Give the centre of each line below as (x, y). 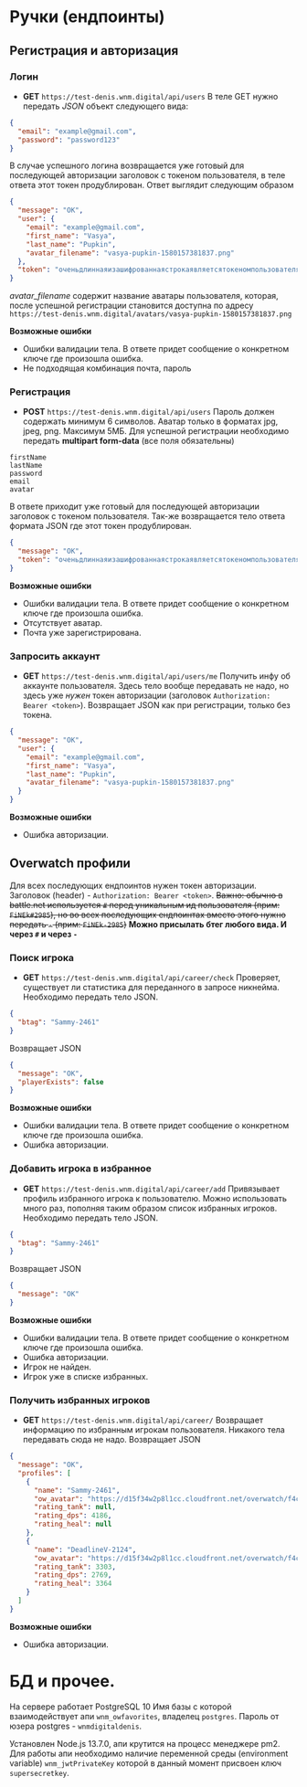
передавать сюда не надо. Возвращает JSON (111, 1440)
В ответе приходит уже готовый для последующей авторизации (135, 507)
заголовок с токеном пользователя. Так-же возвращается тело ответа (148, 516)
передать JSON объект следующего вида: (106, 106)
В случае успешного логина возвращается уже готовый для (127, 165)
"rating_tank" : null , (75, 1507)
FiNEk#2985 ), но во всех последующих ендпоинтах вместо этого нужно (148, 915)
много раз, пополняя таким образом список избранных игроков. (150, 1208)
